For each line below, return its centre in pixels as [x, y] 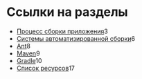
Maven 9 [28, 53]
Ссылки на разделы [68, 12]
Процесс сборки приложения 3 [62, 31]
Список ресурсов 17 [46, 68]
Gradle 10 [29, 60]
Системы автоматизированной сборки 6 [76, 38]
